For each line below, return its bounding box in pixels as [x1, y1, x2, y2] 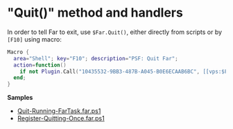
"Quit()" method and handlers [7, 5, 184, 21]
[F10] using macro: [7, 35, 62, 43]
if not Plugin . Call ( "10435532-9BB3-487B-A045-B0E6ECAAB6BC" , [19, 68, 200, 75]
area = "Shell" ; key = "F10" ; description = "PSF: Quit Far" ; [13, 55, 178, 62]
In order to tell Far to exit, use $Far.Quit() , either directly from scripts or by [7, 28, 223, 36]
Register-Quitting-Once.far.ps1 [17, 114, 105, 123]
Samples [7, 94, 33, 102]
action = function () [13, 61, 67, 69]
